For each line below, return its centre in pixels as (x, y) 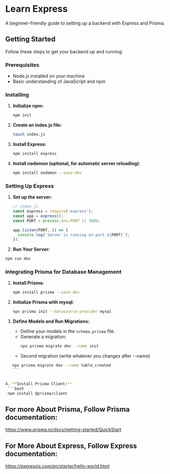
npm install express (35, 154)
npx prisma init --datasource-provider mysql (62, 312)
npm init (22, 115)
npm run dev (18, 259)
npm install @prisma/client (37, 393)
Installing (17, 94)
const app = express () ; (38, 216)
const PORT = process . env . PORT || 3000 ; (56, 221)
